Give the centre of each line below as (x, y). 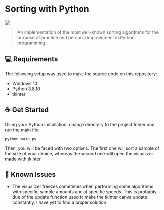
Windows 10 (25, 83)
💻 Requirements (32, 59)
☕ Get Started (27, 110)
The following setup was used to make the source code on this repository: (81, 74)
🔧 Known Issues (31, 174)
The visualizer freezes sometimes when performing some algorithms (83, 186)
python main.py (21, 139)
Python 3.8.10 (26, 89)
